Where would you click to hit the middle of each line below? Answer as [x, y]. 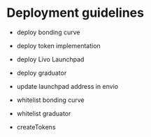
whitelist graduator [44, 113]
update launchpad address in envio [67, 86]
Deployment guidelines [75, 13]
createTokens [36, 127]
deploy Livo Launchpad [50, 59]
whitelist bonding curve [50, 100]
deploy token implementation [58, 45]
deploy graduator [42, 73]
